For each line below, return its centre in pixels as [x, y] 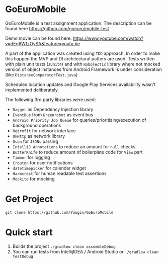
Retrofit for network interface [44, 130]
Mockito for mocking [33, 179]
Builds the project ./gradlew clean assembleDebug [64, 246]
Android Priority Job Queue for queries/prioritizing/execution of [79, 120]
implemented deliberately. [32, 90]
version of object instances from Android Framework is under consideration [83, 69]
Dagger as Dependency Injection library [53, 109]
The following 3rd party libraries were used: [51, 100]
